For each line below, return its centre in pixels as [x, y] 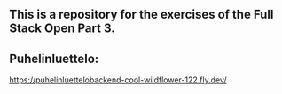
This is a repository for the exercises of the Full [141, 15]
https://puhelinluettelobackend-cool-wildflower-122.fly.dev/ [118, 80]
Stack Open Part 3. [62, 29]
